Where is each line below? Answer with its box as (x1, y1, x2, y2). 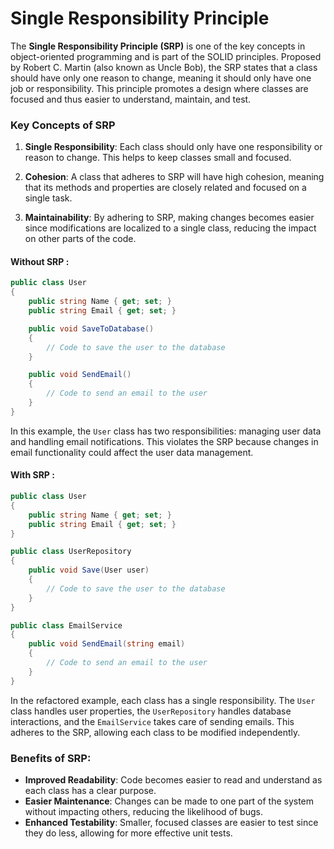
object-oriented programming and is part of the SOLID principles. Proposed (10, 50, 322, 62)
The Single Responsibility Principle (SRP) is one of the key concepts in (10, 40, 306, 52)
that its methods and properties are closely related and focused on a (24, 182, 307, 194)
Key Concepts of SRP (10, 118, 116, 132)
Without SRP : (10, 255, 70, 267)
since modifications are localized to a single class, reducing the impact (24, 222, 317, 234)
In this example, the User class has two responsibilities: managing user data (10, 425, 322, 437)
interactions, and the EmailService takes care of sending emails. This (10, 715, 295, 727)
